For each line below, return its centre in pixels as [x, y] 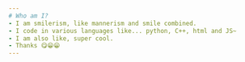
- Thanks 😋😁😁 [34, 46]
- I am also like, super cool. [61, 38]
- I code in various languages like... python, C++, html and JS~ [122, 31]
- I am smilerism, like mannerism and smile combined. [103, 23]
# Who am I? [28, 16]
